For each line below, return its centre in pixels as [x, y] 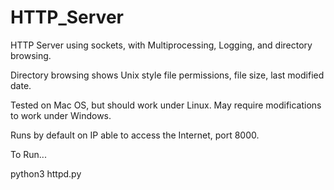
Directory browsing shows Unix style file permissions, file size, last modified [167, 75]
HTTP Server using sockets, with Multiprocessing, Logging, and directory [161, 45]
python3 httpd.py [46, 173]
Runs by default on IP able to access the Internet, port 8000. [135, 135]
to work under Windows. [61, 115]
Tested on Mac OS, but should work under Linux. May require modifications [166, 105]
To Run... [28, 154]
